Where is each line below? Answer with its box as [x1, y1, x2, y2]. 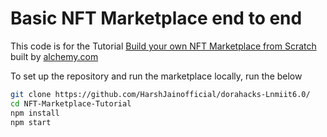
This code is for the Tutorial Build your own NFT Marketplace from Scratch [10, 40, 317, 52]
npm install [10, 108, 60, 118]
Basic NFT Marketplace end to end [10, 7, 303, 30]
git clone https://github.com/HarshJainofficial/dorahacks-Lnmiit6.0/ [10, 89, 311, 99]
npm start [10, 117, 52, 127]
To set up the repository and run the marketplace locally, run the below [10, 70, 303, 82]
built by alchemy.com [10, 50, 99, 62]
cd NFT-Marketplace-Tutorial [10, 98, 132, 109]
